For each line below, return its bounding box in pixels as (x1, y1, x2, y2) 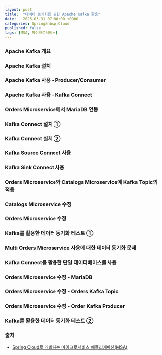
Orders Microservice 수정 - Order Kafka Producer (5, 302, 125, 309)
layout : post (5, 7, 32, 12)
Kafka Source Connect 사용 (5, 149, 71, 156)
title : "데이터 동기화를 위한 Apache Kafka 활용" (5, 12, 101, 17)
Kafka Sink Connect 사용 (5, 164, 65, 171)
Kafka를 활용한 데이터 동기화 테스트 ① (5, 229, 94, 236)
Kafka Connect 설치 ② (5, 135, 61, 142)
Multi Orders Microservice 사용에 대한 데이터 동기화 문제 (5, 244, 137, 251)
